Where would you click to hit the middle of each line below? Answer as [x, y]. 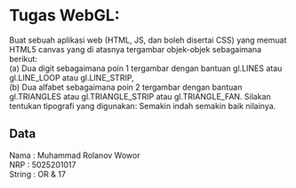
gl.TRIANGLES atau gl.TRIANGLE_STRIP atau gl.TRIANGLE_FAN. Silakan [140, 96]
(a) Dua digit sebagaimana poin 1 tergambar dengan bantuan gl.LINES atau [146, 68]
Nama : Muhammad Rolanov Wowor [75, 155]
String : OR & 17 [38, 174]
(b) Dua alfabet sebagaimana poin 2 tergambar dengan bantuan [126, 87]
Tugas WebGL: [64, 16]
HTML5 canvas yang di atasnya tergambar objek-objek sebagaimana [136, 49]
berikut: [24, 59]
